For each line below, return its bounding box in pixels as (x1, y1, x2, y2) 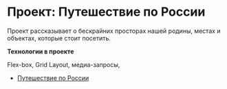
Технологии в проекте (7, 47, 74, 55)
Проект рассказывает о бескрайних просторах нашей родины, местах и (7, 27, 221, 35)
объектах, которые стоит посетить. (7, 34, 111, 42)
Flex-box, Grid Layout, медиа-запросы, (7, 60, 120, 68)
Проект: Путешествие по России (7, 4, 206, 20)
